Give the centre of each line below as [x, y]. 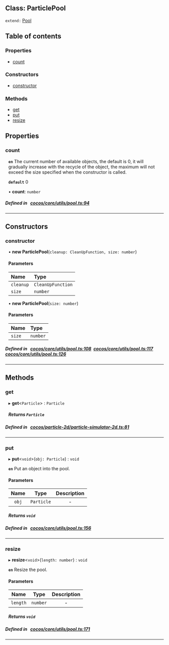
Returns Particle [26, 414]
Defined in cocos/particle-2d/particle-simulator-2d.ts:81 [67, 427]
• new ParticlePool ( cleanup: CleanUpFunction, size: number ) [73, 252]
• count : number [25, 191]
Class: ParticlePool [36, 8]
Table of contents [33, 37]
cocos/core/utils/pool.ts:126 [36, 354]
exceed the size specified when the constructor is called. [67, 172]
